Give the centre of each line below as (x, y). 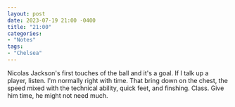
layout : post (26, 14)
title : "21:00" (30, 27)
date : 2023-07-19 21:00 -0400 (52, 20)
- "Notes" (22, 40)
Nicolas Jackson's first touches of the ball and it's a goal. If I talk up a (108, 73)
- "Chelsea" (25, 53)
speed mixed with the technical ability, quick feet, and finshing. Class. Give (116, 88)
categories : (25, 33)
